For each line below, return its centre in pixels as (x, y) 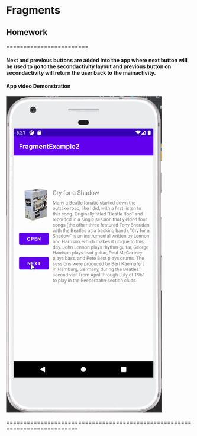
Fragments (33, 10)
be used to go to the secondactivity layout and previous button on (89, 66)
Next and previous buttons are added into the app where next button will (97, 60)
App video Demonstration (38, 86)
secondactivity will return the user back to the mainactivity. (81, 72)
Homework (27, 32)
